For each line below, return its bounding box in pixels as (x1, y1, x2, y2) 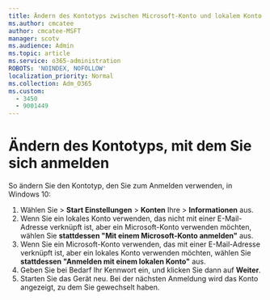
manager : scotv (8, 34, 60, 43)
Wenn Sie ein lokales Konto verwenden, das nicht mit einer (19, 213, 216, 223)
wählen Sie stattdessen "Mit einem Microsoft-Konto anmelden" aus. (19, 231, 254, 241)
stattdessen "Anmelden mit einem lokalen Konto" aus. (19, 256, 206, 267)
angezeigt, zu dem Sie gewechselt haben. (19, 282, 160, 292)
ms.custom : (8, 87, 45, 95)
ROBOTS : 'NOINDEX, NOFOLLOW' (8, 65, 107, 73)
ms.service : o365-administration (8, 57, 121, 65)
